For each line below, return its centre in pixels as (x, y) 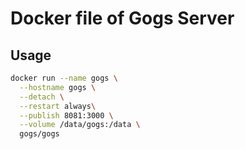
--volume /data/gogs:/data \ (80, 125)
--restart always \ (58, 106)
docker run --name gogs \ (64, 78)
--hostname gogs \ (58, 87)
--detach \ (42, 97)
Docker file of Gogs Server (122, 18)
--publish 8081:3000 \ (66, 115)
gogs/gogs (39, 134)
